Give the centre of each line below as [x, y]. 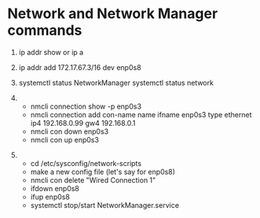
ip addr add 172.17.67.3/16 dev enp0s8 [80, 67]
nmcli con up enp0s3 [65, 139]
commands [45, 30]
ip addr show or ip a [51, 52]
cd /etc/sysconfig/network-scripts [86, 163]
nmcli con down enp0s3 [70, 131]
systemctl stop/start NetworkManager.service [105, 205]
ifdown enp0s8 [55, 188]
